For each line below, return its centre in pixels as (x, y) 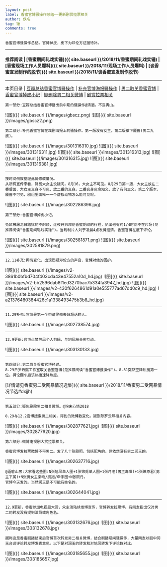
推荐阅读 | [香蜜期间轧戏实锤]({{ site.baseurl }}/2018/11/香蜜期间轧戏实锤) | (83, 59)
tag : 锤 (13, 24)
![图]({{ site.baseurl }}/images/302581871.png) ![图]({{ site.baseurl (73, 240)
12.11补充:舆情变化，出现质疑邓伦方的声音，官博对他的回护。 (60, 260)
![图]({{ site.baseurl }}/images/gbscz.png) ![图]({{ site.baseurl (68, 115)
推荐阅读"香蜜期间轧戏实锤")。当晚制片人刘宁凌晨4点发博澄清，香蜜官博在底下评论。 (80, 230)
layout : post (19, 10)
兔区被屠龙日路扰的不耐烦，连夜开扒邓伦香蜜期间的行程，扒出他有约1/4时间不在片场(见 (82, 225)
